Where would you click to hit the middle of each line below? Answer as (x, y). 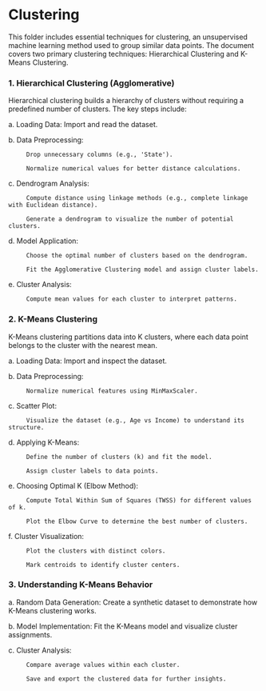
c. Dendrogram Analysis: (49, 184)
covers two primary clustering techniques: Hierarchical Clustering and (124, 54)
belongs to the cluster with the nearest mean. (83, 345)
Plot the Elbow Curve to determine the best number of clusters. (137, 521)
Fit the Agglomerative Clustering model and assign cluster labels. (143, 270)
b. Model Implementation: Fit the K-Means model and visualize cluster (123, 626)
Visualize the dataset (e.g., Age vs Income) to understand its (135, 420)
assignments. (30, 634)
